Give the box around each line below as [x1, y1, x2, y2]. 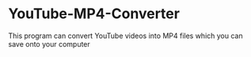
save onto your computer [8, 39, 91, 48]
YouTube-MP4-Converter [8, 5, 181, 23]
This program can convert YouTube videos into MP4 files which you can [8, 31, 243, 40]
